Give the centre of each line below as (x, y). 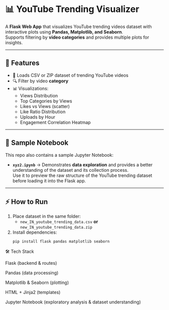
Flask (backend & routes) (31, 263)
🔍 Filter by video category (40, 81)
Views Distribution (39, 95)
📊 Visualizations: (30, 88)
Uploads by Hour (37, 117)
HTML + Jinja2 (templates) (33, 292)
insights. (14, 42)
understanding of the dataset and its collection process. (70, 170)
